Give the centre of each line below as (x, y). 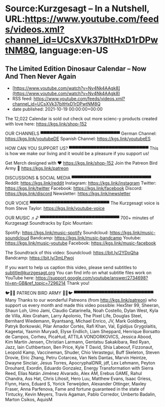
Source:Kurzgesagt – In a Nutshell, (77, 9)
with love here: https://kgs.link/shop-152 (46, 124)
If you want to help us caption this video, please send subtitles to (71, 267)
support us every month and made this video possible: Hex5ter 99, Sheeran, (82, 305)
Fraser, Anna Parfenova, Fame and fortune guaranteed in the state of (75, 389)
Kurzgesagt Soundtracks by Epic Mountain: (49, 223)
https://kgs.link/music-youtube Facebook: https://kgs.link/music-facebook (81, 243)
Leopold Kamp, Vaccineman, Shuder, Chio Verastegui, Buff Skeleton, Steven (82, 352)
